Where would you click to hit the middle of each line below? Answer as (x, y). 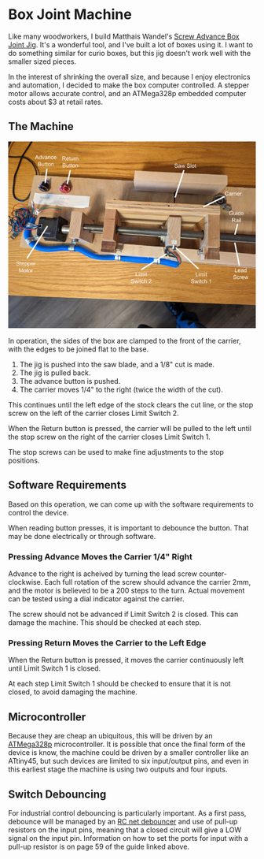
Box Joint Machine (70, 15)
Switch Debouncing (57, 794)
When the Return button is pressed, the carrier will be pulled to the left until (130, 428)
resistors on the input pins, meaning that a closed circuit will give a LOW (125, 830)
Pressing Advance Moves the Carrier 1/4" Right (100, 556)
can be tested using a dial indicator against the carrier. (96, 599)
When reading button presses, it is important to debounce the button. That (128, 528)
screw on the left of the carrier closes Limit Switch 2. (93, 413)
